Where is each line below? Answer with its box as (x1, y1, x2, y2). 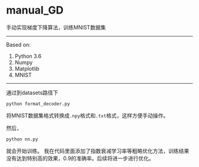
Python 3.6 (14, 53, 41, 60)
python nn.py (6, 136, 38, 142)
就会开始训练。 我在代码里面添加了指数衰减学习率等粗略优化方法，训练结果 (6, 147, 190, 154)
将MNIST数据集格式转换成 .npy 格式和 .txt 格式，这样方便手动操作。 (6, 112, 169, 119)
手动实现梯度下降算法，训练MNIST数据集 (6, 24, 106, 31)
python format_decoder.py (6, 101, 70, 107)
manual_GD (6, 4, 64, 17)
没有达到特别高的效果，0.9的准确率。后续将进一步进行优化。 (6, 155, 155, 162)
